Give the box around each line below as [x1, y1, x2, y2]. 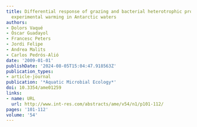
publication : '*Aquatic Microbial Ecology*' [6, 80, 117, 85]
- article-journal [6, 74, 51, 80]
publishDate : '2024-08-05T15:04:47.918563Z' [6, 63, 117, 69]
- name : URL [6, 95, 35, 101]
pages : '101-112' [6, 107, 49, 112]
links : [6, 90, 22, 96]
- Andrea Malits [6, 47, 46, 53]
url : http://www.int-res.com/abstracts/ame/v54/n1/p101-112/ [11, 101, 164, 107]
